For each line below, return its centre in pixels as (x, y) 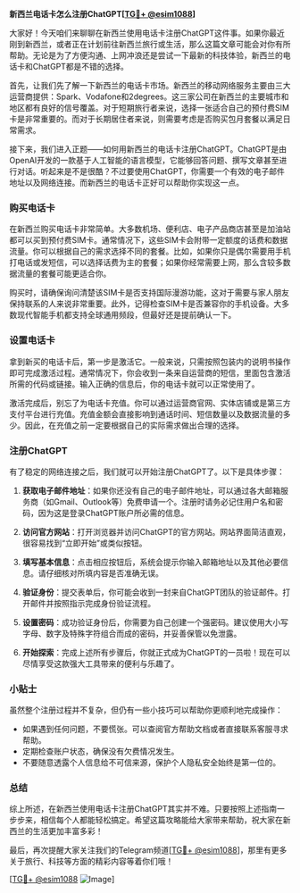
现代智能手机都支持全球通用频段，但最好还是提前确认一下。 (126, 315)
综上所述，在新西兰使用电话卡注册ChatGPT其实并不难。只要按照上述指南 (143, 809)
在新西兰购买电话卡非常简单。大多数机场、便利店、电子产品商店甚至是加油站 (150, 229)
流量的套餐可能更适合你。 (64, 274)
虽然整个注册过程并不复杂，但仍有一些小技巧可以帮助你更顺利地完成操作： (146, 710)
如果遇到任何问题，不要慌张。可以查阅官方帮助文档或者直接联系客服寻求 (155, 729)
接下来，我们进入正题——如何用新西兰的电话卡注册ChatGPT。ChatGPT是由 (148, 149)
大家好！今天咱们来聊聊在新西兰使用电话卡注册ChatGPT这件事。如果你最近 (147, 33)
